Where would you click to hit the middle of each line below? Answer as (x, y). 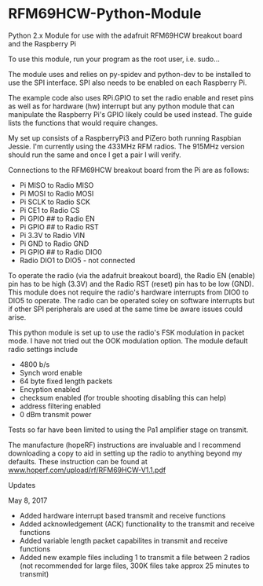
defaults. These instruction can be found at (78, 461)
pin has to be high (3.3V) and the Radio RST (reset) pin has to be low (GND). (131, 284)
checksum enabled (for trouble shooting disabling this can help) (123, 397)
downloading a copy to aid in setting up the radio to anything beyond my (125, 453)
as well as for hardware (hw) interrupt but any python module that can (121, 106)
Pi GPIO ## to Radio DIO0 (60, 251)
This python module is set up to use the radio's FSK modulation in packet (126, 332)
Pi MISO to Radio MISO (57, 185)
